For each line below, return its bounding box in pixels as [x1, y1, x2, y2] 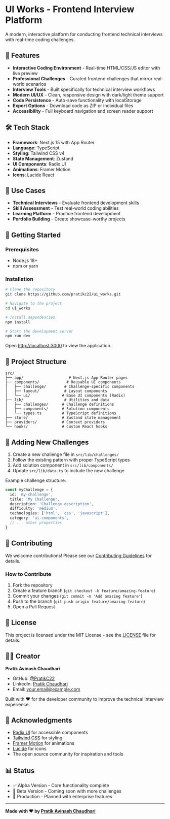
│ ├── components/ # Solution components [5, 406, 110, 412]
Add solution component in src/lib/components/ [12, 462, 114, 468]
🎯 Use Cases [5, 186, 46, 195]
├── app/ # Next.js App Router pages [5, 375, 128, 380]
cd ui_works [5, 306, 30, 311]
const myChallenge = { [5, 487, 53, 492]
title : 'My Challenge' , [10, 497, 60, 502]
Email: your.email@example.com [12, 686, 80, 692]
